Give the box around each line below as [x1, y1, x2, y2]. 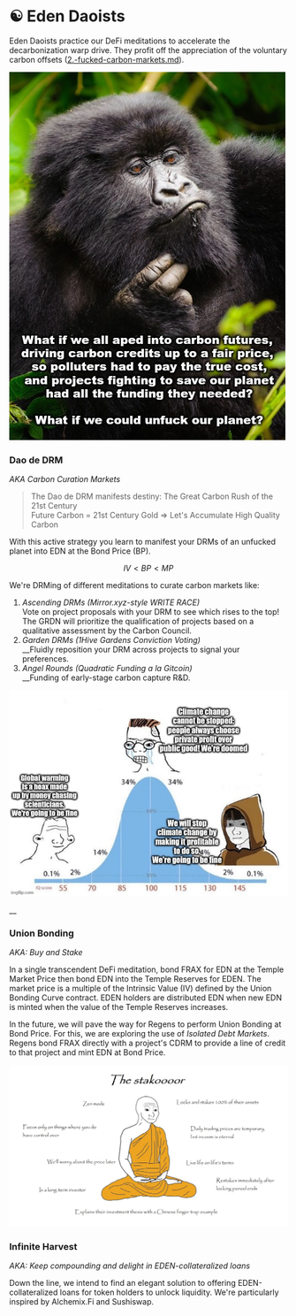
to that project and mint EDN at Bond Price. [9, 1047, 166, 1058]
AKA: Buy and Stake [9, 947, 83, 958]
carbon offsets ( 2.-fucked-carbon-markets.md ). [9, 54, 185, 65]
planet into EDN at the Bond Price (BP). [9, 546, 152, 556]
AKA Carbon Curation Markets [9, 474, 121, 485]
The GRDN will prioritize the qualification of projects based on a [21, 616, 254, 627]
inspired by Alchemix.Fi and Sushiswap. [9, 1297, 155, 1307]
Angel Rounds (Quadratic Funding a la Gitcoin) [21, 663, 193, 674]
